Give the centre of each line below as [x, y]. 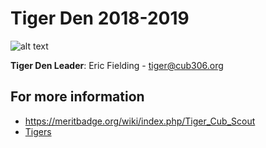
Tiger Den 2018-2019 [100, 18]
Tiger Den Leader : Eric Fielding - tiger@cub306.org [117, 65]
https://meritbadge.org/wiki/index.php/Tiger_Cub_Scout [140, 121]
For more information [77, 97]
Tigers [38, 131]
